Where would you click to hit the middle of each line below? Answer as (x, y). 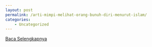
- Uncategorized (32, 24)
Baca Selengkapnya (26, 39)
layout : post (19, 10)
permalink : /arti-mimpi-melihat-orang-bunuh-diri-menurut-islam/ (76, 15)
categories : (18, 19)
